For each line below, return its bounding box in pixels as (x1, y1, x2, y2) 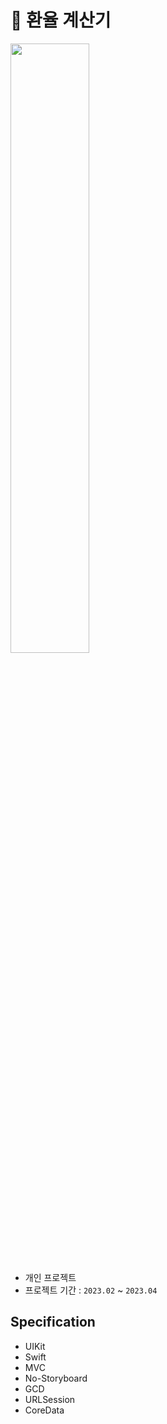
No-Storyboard (24, 1372, 88, 1384)
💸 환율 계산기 (10, 9, 112, 32)
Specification (10, 1314, 96, 1331)
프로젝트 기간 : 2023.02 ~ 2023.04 (24, 1284, 158, 1296)
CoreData (24, 1404, 65, 1416)
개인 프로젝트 (24, 1271, 77, 1283)
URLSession (24, 1393, 76, 1405)
